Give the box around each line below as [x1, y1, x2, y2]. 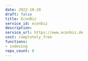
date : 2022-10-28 [5, 7, 41, 12]
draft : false [5, 12, 32, 17]
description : [5, 26, 32, 30]
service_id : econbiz [5, 21, 48, 26]
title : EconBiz [5, 16, 37, 21]
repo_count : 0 [5, 48, 35, 53]
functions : [5, 39, 28, 44]
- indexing [5, 44, 28, 49]
